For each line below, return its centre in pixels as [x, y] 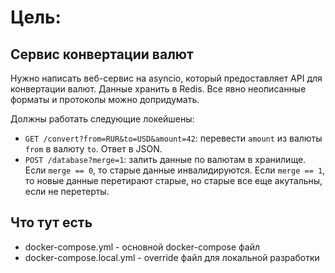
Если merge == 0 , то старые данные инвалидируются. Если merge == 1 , [175, 170]
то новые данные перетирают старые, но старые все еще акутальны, [173, 180]
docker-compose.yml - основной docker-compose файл [142, 247]
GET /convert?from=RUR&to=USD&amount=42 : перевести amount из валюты [173, 138]
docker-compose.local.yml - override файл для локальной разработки [172, 257]
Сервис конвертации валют [102, 54]
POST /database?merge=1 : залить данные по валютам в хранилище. [165, 159]
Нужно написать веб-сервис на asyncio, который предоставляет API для [166, 78]
